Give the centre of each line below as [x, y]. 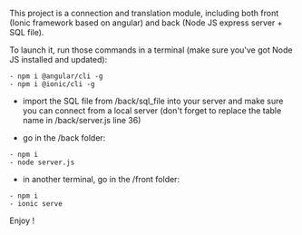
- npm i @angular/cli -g [56, 76]
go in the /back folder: [64, 138]
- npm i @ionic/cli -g [52, 84]
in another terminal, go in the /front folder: [101, 179]
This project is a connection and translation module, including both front [144, 13]
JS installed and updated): [58, 59]
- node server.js [42, 162]
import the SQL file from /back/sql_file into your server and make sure [153, 101]
